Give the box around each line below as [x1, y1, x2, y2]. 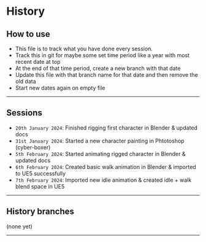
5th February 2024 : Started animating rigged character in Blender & [15, 150, 186, 157]
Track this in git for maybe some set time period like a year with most [15, 52, 190, 59]
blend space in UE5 [15, 182, 65, 190]
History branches [6, 206, 75, 217]
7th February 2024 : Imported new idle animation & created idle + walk [15, 176, 192, 184]
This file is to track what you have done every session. [15, 45, 153, 52]
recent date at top [15, 58, 61, 65]
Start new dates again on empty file [15, 84, 105, 92]
